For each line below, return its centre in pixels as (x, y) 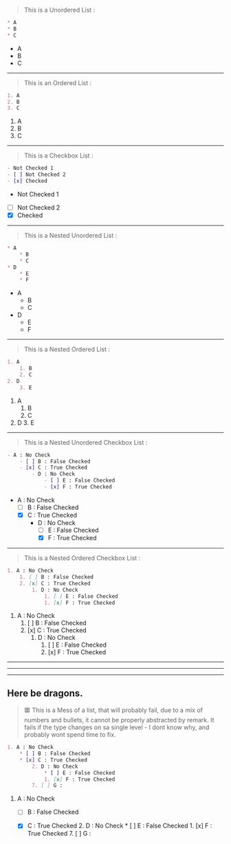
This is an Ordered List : (58, 82)
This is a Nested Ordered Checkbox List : (82, 558)
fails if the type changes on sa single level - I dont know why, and (117, 727)
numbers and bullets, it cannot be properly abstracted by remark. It (119, 720)
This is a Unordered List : (59, 10)
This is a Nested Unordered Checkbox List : (86, 442)
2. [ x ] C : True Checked (55, 584)
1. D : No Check (55, 590)
